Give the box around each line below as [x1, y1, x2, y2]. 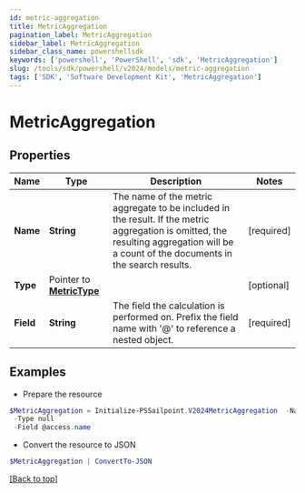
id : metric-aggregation [9, 13, 100, 23]
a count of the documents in [113, 246, 233, 259]
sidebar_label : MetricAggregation [9, 38, 141, 48]
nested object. [113, 333, 174, 346]
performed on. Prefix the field [113, 310, 239, 323]
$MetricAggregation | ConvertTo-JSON [9, 457, 152, 467]
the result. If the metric [113, 213, 210, 226]
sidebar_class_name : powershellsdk [9, 47, 144, 56]
